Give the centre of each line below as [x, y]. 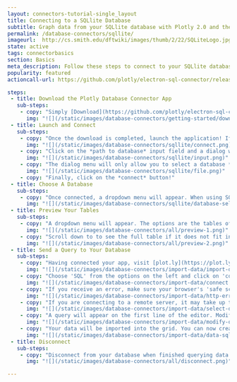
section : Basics [31, 60]
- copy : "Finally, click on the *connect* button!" [97, 177]
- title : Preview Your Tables [55, 210]
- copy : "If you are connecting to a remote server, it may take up [123, 302]
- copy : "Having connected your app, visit [85, 263]
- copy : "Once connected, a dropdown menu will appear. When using [121, 197]
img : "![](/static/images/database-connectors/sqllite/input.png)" [127, 158]
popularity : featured [39, 73]
